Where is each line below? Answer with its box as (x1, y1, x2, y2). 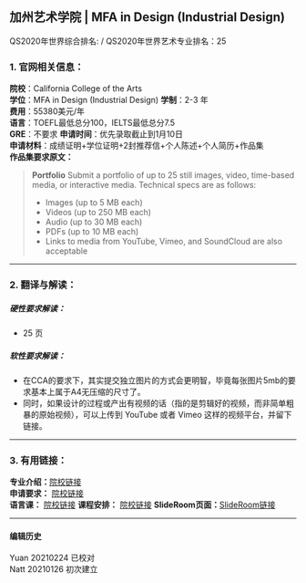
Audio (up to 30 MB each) (45, 216, 143, 227)
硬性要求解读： (9, 303, 66, 314)
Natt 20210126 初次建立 (9, 564, 98, 575)
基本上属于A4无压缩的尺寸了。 (30, 386, 146, 397)
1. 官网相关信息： (9, 60, 85, 73)
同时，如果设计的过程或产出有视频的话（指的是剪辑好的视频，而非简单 (22, 397, 287, 409)
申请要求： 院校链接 (9, 488, 84, 499)
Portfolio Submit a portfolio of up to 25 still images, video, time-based (31, 170, 295, 181)
